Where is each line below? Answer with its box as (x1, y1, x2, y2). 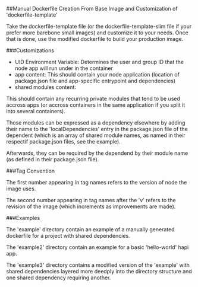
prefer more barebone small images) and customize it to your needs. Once (6, 29, 188, 36)
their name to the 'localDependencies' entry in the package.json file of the (6, 126, 188, 132)
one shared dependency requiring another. (6, 274, 111, 281)
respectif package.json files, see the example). (6, 138, 121, 145)
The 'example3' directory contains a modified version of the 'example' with (6, 262, 190, 269)
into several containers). (6, 108, 65, 114)
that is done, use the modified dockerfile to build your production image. (6, 36, 184, 42)
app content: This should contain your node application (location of (14, 71, 180, 78)
